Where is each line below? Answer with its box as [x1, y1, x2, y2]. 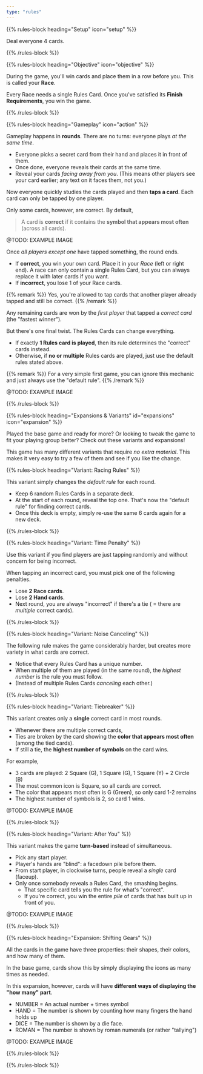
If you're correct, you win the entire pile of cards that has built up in [24, 892, 193, 899]
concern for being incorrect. [6, 557, 77, 565]
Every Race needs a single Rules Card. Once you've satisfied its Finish [6, 90, 183, 98]
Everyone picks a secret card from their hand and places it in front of [15, 150, 188, 158]
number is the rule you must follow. [15, 673, 103, 680]
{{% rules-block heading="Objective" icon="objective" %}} [6, 61, 155, 68]
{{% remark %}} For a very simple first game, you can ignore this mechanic [6, 370, 195, 377]
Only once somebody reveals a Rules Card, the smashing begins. [15, 879, 178, 887]
